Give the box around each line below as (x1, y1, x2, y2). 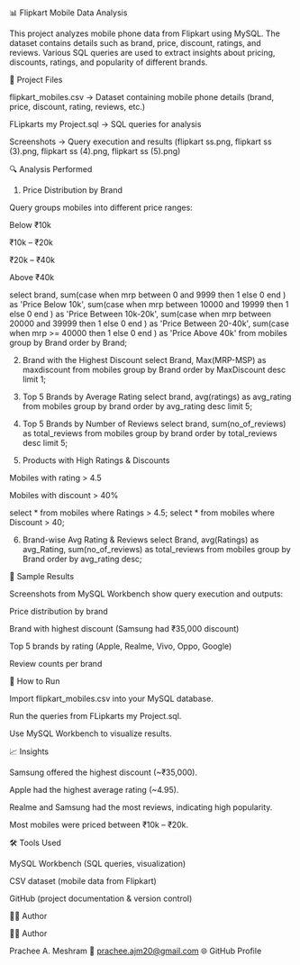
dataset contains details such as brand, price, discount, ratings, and (9, 38, 261, 48)
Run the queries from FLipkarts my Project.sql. (9, 711, 182, 721)
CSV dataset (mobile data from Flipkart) (9, 876, 158, 886)
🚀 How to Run (9, 676, 60, 687)
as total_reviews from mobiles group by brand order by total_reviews (22, 428, 277, 439)
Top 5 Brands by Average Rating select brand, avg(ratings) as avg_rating (22, 391, 292, 402)
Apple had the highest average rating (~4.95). (9, 785, 179, 795)
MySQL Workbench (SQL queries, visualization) (9, 859, 186, 869)
